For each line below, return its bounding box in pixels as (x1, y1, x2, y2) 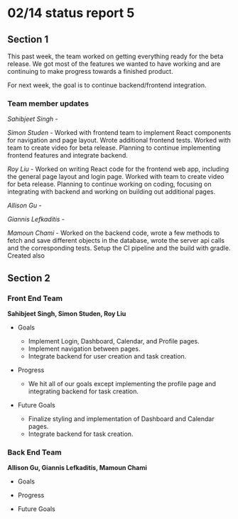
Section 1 (7, 33, 48, 45)
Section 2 (7, 272, 51, 284)
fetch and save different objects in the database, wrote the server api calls (7, 236, 225, 245)
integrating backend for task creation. (28, 387, 139, 395)
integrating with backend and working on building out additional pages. (7, 187, 216, 196)
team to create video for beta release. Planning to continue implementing (7, 143, 221, 152)
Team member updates (7, 98, 90, 108)
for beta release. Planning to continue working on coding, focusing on (7, 180, 212, 189)
